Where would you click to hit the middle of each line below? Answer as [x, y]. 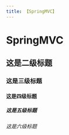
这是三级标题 [24, 81]
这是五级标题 [21, 111]
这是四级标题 [21, 96]
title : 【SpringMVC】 [32, 11]
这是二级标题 [29, 63]
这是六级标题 [21, 126]
